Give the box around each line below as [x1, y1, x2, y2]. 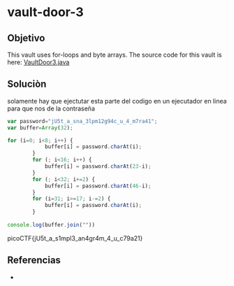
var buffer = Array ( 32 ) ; [7, 124, 73, 131]
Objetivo [7, 32, 45, 44]
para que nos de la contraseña [7, 104, 96, 113]
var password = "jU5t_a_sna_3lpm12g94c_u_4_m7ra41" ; [7, 117, 158, 124]
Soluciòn [7, 78, 47, 90]
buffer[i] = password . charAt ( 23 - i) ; [44, 163, 152, 170]
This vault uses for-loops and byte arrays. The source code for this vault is [7, 50, 222, 59]
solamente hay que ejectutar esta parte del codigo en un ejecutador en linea [7, 96, 227, 105]
